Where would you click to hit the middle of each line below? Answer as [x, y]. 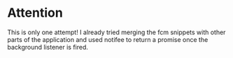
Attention [35, 13]
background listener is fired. [48, 47]
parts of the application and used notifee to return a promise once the [108, 39]
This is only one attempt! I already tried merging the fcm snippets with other [116, 32]
